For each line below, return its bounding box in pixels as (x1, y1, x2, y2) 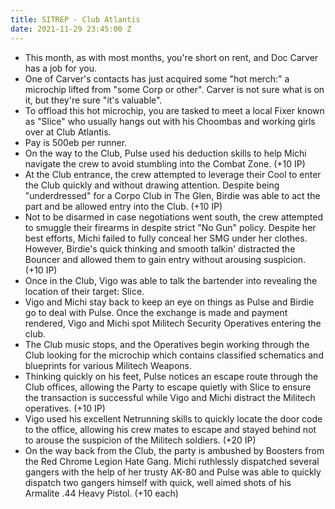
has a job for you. (24, 62, 98, 74)
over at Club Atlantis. (24, 126, 112, 138)
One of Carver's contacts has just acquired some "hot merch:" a (24, 72, 290, 85)
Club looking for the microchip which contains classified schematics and (24, 349, 324, 361)
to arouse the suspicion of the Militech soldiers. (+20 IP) (24, 434, 257, 446)
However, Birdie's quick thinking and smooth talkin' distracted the (24, 242, 296, 255)
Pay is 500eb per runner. (24, 136, 128, 148)
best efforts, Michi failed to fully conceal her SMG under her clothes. (24, 232, 308, 244)
